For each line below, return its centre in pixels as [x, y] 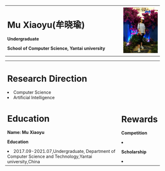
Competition [134, 133]
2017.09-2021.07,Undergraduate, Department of [64, 151]
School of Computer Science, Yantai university [56, 48]
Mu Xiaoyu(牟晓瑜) [46, 25]
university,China [24, 162]
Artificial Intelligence [34, 97]
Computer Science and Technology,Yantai [50, 156]
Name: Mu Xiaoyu [26, 132]
